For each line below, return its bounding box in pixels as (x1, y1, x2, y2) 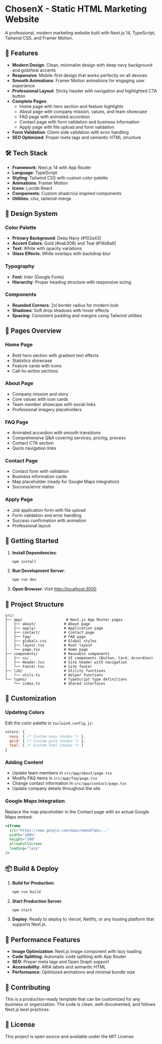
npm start (12, 907, 33, 913)
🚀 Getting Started (5, 537, 59, 545)
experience (12, 83, 35, 89)
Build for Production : (12, 880, 55, 886)
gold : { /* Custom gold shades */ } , (9, 738, 86, 743)
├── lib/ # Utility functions (5, 668, 106, 673)
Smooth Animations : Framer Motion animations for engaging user (12, 77, 145, 83)
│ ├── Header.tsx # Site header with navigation (5, 660, 127, 665)
